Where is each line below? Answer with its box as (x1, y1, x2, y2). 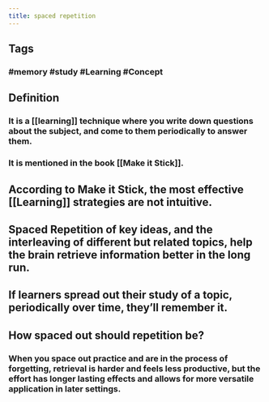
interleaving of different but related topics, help (8, 235, 253, 249)
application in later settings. (8, 383, 122, 394)
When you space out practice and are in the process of (8, 353, 228, 364)
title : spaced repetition (8, 11, 96, 20)
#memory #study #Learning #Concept (8, 66, 164, 77)
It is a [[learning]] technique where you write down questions (8, 115, 254, 126)
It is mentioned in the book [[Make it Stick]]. (8, 157, 184, 169)
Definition (8, 91, 59, 105)
